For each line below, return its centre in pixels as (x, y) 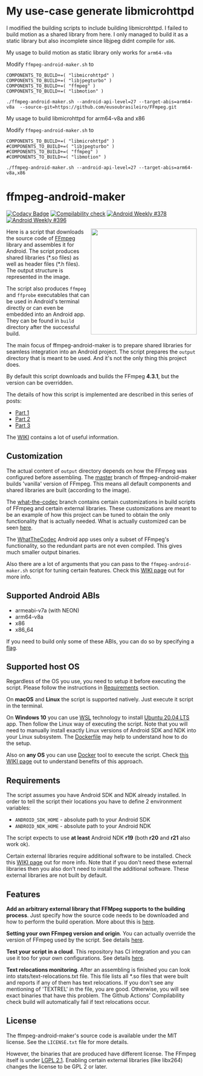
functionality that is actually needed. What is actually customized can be (96, 521)
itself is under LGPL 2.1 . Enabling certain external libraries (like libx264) (95, 1060)
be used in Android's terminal (43, 301)
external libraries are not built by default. (57, 875)
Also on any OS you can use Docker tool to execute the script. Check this (98, 755)
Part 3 (23, 425)
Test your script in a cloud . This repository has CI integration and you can (98, 951)
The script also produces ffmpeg (46, 288)
